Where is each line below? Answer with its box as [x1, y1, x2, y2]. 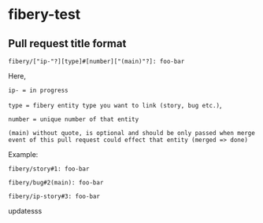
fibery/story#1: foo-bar [8, 165, 90, 173]
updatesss [8, 207, 43, 215]
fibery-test [8, 5, 81, 24]
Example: [8, 150, 39, 159]
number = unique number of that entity [8, 115, 139, 123]
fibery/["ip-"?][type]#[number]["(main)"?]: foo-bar [8, 57, 185, 65]
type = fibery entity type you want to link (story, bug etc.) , [8, 101, 222, 109]
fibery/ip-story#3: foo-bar [8, 192, 101, 200]
